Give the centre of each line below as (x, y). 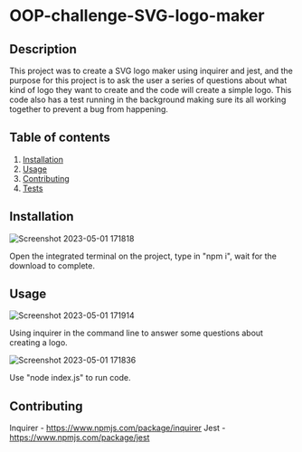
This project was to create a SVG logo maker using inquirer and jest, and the (151, 71)
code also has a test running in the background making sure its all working (148, 99)
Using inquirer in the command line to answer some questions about (137, 333)
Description (43, 49)
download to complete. (52, 265)
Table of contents (60, 138)
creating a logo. (38, 343)
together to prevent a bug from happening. (89, 109)
